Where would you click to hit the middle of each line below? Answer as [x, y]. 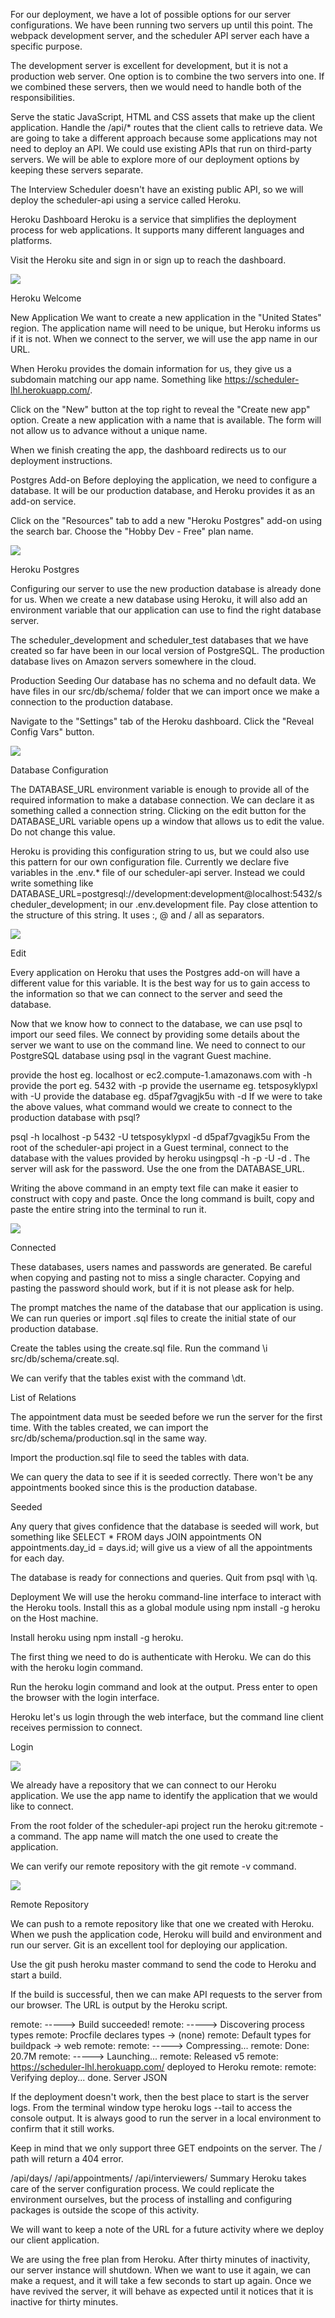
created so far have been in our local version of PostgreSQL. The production [167, 650]
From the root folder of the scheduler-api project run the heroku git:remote [164, 1825]
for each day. [37, 1558]
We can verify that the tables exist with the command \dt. [128, 1378]
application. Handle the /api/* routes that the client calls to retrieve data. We [166, 127]
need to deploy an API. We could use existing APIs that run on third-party [161, 148]
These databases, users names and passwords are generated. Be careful [161, 1267]
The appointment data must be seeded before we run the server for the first [166, 1417]
